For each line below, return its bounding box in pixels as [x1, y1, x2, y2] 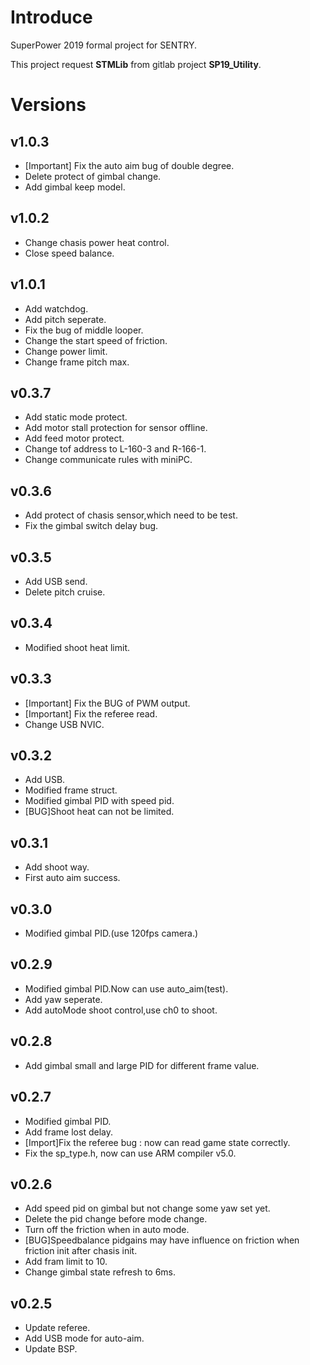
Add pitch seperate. [24, 313, 107, 325]
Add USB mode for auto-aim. [24, 1332, 145, 1345]
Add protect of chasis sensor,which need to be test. [24, 509, 238, 521]
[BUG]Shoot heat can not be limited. [24, 806, 175, 818]
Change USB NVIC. [24, 718, 105, 730]
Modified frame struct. [24, 784, 118, 796]
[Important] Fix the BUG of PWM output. [24, 697, 191, 709]
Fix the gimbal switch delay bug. [24, 520, 159, 532]
